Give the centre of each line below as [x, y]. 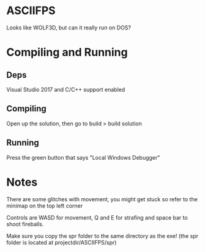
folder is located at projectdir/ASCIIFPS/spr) [61, 242]
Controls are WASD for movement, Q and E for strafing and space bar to [97, 217]
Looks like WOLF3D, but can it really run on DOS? [69, 28]
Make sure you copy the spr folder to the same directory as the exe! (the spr [102, 235]
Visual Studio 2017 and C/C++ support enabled [66, 89]
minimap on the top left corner [45, 206]
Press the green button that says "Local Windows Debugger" [83, 157]
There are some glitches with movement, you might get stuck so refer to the [102, 199]
